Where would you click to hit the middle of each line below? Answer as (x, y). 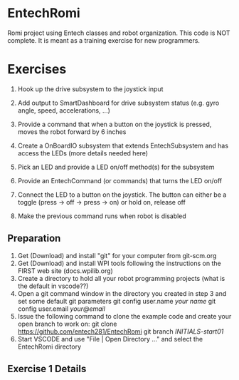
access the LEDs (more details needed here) (83, 153)
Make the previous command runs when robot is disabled (102, 216)
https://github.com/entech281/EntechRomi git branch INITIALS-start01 (121, 331)
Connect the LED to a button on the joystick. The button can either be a (122, 195)
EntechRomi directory (49, 346)
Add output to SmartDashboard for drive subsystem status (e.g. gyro (118, 103)
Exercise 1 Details (47, 369)
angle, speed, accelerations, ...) (64, 110)
